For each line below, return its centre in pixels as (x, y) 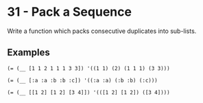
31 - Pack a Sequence (70, 12)
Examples (28, 53)
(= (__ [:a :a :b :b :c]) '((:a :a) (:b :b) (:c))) (82, 80)
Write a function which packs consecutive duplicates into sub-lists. (102, 31)
